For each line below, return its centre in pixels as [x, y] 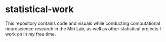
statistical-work [40, 9]
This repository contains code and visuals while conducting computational [83, 23]
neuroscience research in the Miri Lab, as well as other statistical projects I [83, 28]
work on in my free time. [31, 34]
